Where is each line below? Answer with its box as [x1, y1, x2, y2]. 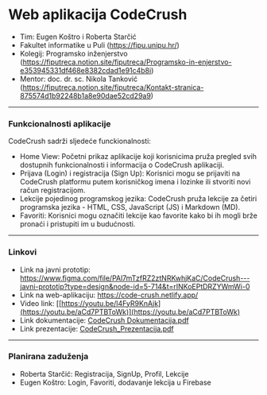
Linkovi [8, 246, 37, 258]
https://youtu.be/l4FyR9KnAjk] [60, 298, 161, 308]
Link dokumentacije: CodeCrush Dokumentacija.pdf [19, 316, 189, 325]
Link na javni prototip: [19, 265, 91, 274]
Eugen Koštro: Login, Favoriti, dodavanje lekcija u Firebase [19, 378, 212, 387]
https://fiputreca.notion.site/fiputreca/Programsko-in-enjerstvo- [22, 57, 232, 67]
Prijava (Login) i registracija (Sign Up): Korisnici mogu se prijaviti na [19, 168, 241, 178]
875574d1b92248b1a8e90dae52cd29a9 [19, 91, 151, 100]
